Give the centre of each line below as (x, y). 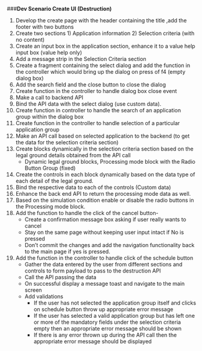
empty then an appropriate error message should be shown (108, 328)
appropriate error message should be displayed (93, 341)
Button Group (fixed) (50, 168)
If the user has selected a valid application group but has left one (114, 316)
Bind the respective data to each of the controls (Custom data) (93, 187)
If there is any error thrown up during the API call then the (105, 335)
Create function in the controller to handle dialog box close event (96, 91)
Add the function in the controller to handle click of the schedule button (104, 258)
